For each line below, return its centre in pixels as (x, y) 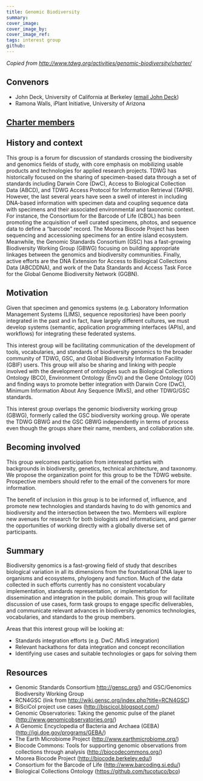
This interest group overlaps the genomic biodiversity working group (92, 408)
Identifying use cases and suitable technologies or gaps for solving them (106, 653)
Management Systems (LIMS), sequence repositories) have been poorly (96, 314)
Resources (27, 673)
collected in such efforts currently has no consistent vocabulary (86, 585)
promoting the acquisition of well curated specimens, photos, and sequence (101, 222)
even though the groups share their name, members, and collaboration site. (100, 428)
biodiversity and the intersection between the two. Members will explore (96, 512)
